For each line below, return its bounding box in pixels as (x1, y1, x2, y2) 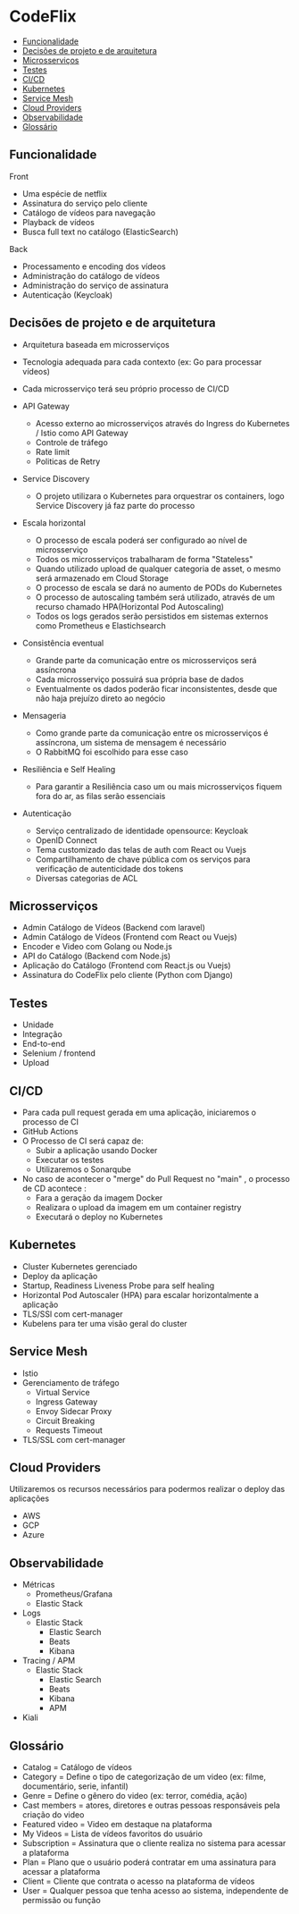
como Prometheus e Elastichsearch (35, 620, 167, 631)
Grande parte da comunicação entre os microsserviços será (35, 654, 257, 665)
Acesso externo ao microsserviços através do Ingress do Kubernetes (35, 417, 290, 428)
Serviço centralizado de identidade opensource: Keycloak (35, 825, 248, 836)
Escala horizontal (21, 517, 87, 528)
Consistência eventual (21, 637, 104, 648)
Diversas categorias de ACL (35, 873, 138, 883)
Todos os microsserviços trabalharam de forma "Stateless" (35, 553, 253, 564)
